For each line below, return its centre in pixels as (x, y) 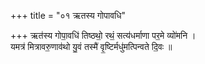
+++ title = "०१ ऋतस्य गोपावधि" (68, 15)
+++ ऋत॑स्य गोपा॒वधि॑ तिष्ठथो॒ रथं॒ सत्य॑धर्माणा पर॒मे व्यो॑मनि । (103, 35)
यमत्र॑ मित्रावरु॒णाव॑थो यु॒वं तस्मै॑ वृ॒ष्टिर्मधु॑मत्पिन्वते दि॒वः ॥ (91, 46)
